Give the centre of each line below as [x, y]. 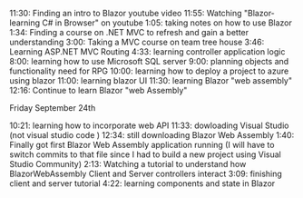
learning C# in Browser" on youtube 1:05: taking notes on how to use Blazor [151, 23]
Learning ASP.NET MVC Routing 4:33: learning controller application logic [147, 52]
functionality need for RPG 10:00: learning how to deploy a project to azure [149, 71]
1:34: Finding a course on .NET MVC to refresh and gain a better [129, 32]
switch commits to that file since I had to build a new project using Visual [145, 154]
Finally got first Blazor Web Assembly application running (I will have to [142, 145]
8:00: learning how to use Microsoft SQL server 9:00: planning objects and [149, 61]
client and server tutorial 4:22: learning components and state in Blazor [142, 183]
